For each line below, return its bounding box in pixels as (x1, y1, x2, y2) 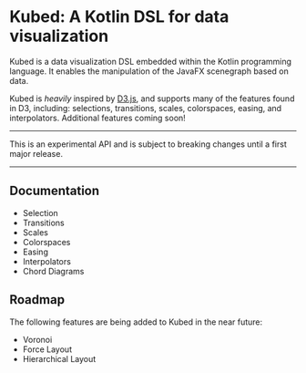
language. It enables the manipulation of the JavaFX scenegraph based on (9, 66, 289, 77)
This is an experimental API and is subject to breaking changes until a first (9, 139, 287, 150)
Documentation (9, 183, 100, 199)
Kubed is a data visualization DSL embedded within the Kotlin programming (9, 56, 292, 67)
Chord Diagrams (22, 265, 85, 276)
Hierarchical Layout (22, 353, 97, 364)
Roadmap (9, 292, 66, 307)
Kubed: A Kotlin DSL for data (9, 6, 229, 27)
